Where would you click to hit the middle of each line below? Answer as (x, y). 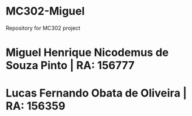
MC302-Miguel (45, 11)
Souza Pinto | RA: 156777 (70, 66)
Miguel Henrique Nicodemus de (87, 53)
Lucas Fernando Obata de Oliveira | (96, 93)
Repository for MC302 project (43, 28)
